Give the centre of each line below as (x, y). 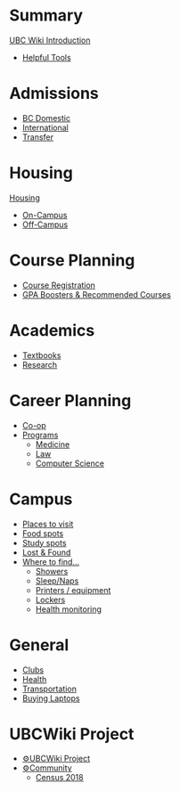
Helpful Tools (46, 57)
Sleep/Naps (57, 581)
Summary (46, 16)
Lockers (50, 599)
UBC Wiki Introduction (50, 40)
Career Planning (70, 400)
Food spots (43, 533)
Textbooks (41, 355)
